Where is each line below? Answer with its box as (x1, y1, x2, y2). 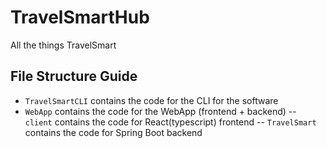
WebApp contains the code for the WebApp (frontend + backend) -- (24, 105, 297, 117)
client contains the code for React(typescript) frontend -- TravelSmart (24, 116, 317, 128)
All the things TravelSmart (10, 39, 117, 51)
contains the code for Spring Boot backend (24, 126, 203, 138)
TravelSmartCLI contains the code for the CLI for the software (24, 94, 279, 106)
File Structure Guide (10, 68, 138, 85)
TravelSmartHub (10, 6, 150, 29)
